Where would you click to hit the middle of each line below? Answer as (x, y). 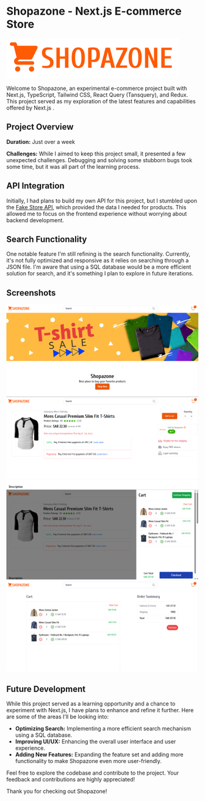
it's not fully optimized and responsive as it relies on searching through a (98, 261)
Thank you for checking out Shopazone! (57, 791)
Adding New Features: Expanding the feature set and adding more (99, 754)
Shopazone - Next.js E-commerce (94, 11)
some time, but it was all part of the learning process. (73, 166)
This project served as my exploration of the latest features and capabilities (101, 101)
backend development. (35, 220)
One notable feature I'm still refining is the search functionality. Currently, (99, 254)
